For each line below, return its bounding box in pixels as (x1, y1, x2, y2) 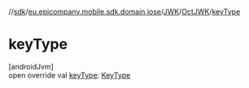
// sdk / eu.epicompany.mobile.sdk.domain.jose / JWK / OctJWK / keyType (8, 7, 241, 16)
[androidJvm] (8, 61, 55, 71)
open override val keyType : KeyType (8, 70, 131, 80)
